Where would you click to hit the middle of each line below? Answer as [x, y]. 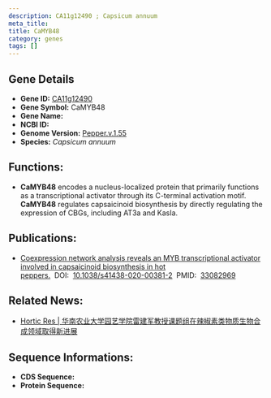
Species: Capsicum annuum [68, 141]
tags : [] [23, 46]
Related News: [46, 300]
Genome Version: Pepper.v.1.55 [73, 133]
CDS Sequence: [47, 377]
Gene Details [41, 79]
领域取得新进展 [52, 331]
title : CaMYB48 [34, 31]
